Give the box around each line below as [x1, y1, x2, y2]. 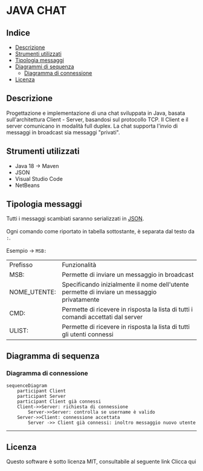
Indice [6, 28, 30, 38]
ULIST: [9, 326, 29, 335]
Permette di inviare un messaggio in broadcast [62, 270, 194, 279]
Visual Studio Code [14, 175, 63, 182]
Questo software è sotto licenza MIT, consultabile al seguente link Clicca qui [6, 458, 196, 465]
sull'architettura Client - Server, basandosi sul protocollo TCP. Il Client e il [6, 115, 188, 123]
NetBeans [14, 181, 40, 189]
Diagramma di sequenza [6, 351, 100, 361]
